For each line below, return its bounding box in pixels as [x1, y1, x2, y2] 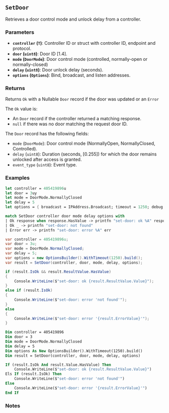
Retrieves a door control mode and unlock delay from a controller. [5, 16, 141, 22]
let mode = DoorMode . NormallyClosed [5, 195, 82, 200]
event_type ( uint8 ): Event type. [12, 162, 77, 168]
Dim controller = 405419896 [5, 329, 64, 335]
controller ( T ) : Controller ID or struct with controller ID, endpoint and [12, 40, 156, 46]
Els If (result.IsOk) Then [5, 372, 62, 377]
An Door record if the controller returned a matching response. [12, 116, 142, 122]
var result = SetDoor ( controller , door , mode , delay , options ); [5, 260, 143, 265]
